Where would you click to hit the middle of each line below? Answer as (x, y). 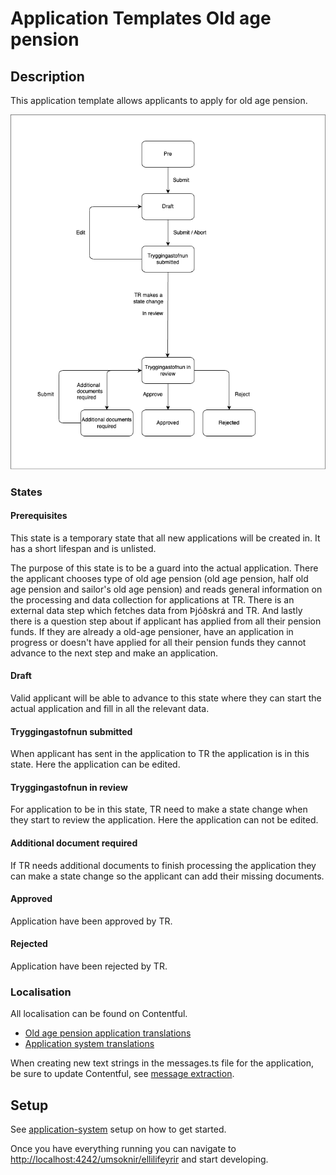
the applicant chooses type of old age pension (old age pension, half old (159, 578)
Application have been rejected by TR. (89, 966)
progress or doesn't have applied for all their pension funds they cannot (158, 642)
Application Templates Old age (141, 18)
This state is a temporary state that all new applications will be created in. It (165, 538)
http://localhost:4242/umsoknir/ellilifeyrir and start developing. (139, 1159)
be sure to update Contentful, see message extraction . (122, 1074)
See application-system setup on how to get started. (118, 1129)
